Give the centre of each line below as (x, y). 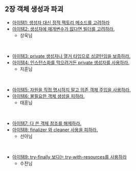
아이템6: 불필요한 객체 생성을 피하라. (48, 96)
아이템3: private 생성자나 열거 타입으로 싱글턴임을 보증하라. (71, 56)
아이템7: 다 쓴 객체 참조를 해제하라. (47, 123)
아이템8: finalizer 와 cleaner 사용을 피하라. (55, 130)
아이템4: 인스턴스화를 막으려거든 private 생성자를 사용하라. (71, 62)
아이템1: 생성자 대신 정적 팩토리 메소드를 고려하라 (61, 23)
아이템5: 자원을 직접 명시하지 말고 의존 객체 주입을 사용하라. (71, 90)
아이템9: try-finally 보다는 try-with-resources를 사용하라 (70, 157)
